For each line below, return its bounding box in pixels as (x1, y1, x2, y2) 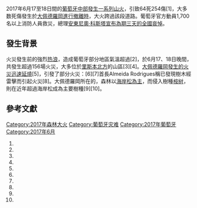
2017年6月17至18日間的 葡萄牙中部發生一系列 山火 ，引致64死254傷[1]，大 (6, 5, 183, 12)
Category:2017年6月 (6, 128, 55, 135)
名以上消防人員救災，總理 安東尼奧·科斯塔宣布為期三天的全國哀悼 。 (6, 20, 168, 27)
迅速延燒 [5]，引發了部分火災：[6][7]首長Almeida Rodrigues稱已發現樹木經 (11, 70, 192, 77)
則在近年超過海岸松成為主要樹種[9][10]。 (6, 85, 105, 92)
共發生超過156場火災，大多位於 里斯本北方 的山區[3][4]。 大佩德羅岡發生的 (6, 62, 184, 70)
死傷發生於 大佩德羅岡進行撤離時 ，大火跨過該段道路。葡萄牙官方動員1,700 (11, 12, 190, 19)
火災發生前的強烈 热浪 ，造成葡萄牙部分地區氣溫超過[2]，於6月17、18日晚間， (6, 55, 192, 62)
